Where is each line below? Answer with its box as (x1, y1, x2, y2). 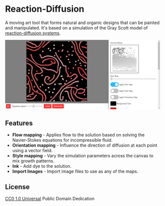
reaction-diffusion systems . (5, 30, 61, 36)
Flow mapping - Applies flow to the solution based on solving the (12, 132, 145, 138)
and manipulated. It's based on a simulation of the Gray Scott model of (5, 25, 148, 30)
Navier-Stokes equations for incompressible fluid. (12, 137, 113, 143)
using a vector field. (12, 148, 53, 154)
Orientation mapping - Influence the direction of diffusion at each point (12, 142, 158, 148)
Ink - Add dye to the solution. (12, 163, 72, 169)
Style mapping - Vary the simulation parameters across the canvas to (12, 153, 154, 159)
